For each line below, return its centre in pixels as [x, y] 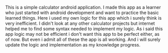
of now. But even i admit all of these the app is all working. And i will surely [83, 39]
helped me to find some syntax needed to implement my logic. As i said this [84, 29]
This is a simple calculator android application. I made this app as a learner [83, 7]
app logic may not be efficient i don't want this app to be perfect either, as [82, 34]
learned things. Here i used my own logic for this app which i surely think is [83, 18]
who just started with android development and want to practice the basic [82, 13]
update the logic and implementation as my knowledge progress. [73, 45]
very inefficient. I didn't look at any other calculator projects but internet [80, 23]
